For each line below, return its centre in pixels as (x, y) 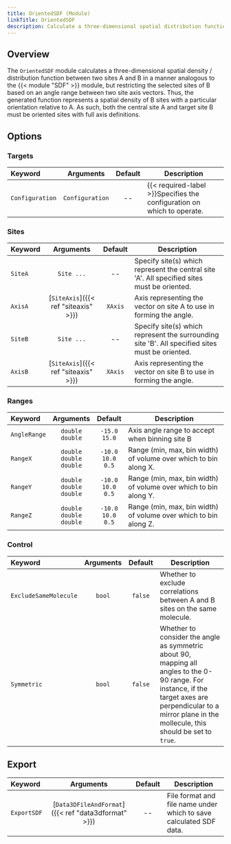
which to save (189, 812)
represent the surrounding (177, 335)
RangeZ (21, 516)
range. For (187, 680)
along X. (141, 467)
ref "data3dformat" (96, 812)
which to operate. (175, 210)
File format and (191, 795)
